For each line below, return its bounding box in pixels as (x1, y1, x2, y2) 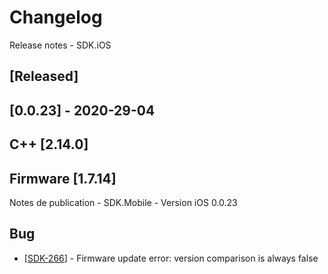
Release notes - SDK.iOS (9, 39, 112, 51)
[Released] (9, 68, 79, 85)
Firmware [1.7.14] (9, 170, 117, 187)
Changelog (9, 6, 103, 29)
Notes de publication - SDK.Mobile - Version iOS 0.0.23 (9, 196, 238, 208)
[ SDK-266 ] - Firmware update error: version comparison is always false (23, 252, 319, 264)
